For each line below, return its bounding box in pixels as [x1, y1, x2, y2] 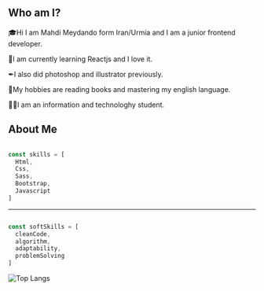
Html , [15, 157, 34, 166]
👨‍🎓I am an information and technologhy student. [8, 100, 165, 109]
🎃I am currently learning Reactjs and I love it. [8, 54, 153, 64]
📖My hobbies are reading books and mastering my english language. [8, 84, 231, 94]
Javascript [15, 187, 51, 195]
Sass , [15, 172, 34, 180]
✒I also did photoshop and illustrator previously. [8, 69, 163, 79]
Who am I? [8, 6, 61, 20]
